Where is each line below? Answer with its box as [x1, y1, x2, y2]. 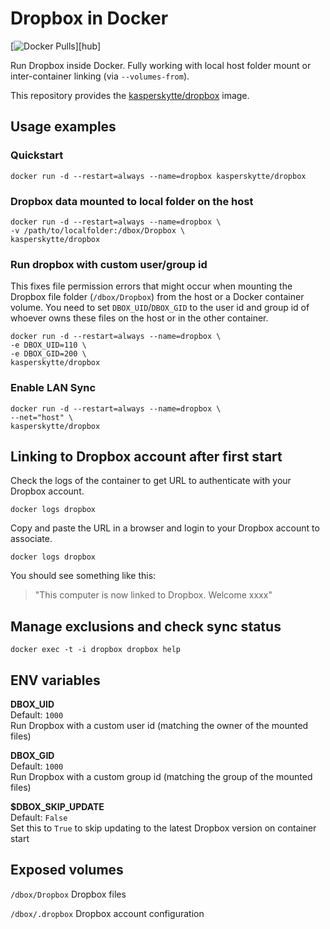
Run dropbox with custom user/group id [10, 257, 208, 271]
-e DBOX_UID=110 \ [10, 340, 87, 351]
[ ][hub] [10, 40, 102, 52]
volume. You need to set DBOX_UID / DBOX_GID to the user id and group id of [10, 302, 310, 314]
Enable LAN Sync [10, 381, 97, 395]
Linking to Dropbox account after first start [10, 448, 283, 465]
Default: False [10, 811, 68, 823]
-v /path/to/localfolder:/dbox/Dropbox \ [10, 225, 186, 236]
